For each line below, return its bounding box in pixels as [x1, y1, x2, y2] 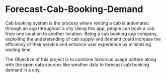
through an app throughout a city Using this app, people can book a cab [5, 25, 155, 31]
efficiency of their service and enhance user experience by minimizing [5, 41, 151, 47]
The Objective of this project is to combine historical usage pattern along [5, 56, 156, 62]
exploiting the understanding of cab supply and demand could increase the [5, 36, 161, 42]
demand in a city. [5, 66, 41, 73]
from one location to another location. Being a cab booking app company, [5, 30, 158, 36]
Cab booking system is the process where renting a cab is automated [5, 20, 149, 26]
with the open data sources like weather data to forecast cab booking [5, 61, 149, 67]
